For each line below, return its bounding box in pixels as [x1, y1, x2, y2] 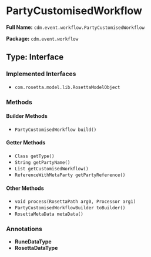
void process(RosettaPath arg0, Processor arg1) [14, 199, 136, 205]
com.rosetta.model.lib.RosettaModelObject [14, 84, 120, 90]
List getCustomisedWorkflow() [14, 166, 89, 172]
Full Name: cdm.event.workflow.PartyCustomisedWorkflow [6, 24, 145, 31]
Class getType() [14, 153, 55, 159]
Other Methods [6, 184, 44, 192]
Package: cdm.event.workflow [6, 35, 79, 42]
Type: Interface [6, 52, 64, 62]
